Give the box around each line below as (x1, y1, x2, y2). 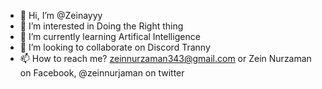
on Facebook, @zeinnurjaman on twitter (19, 67, 185, 79)
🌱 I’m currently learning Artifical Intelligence (19, 31, 201, 42)
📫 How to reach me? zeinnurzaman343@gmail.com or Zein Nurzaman (19, 53, 312, 64)
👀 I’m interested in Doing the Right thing (19, 20, 184, 32)
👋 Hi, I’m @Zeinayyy (19, 10, 103, 21)
